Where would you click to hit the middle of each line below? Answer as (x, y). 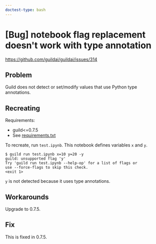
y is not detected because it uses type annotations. (58, 181)
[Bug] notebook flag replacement (75, 34)
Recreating (23, 108)
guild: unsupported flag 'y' (35, 159)
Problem (19, 75)
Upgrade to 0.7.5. (23, 209)
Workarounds (27, 197)
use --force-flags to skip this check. (47, 168)
